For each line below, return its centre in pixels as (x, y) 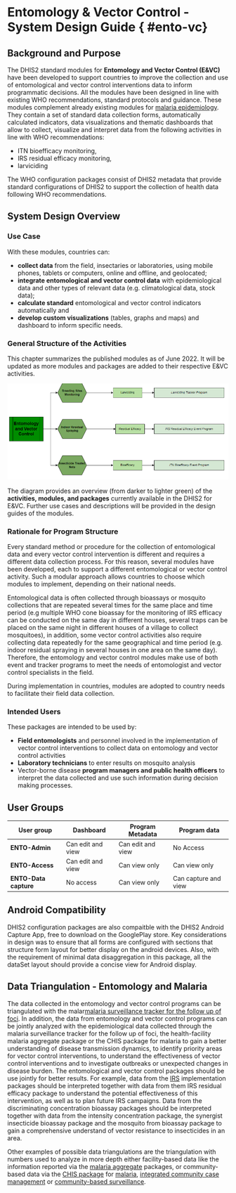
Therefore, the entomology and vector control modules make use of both (113, 657)
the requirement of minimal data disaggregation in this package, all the (110, 957)
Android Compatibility (57, 910)
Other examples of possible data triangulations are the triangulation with (112, 1152)
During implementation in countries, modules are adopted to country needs (116, 686)
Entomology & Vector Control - (98, 12)
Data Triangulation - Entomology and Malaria (107, 987)
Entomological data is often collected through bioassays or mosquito (106, 598)
